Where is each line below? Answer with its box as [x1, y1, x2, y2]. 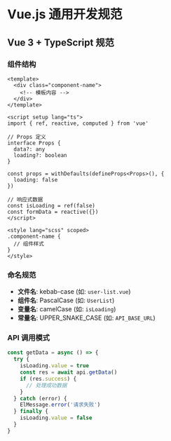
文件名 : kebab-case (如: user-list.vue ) [17, 287, 131, 296]
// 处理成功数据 [25, 381, 67, 389]
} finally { [13, 408, 49, 415]
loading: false [13, 176, 58, 183]
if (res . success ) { [20, 375, 77, 382]
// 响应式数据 [7, 196, 43, 203]
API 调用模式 [7, 333, 50, 343]
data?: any [13, 145, 46, 153]
